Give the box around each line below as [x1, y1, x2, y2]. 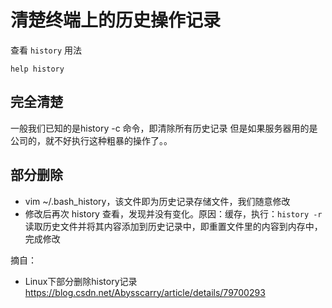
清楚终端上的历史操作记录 [10, 9, 222, 32]
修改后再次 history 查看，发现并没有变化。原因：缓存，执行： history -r [24, 207, 323, 220]
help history [10, 64, 65, 74]
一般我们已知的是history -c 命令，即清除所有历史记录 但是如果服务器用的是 [10, 122, 318, 134]
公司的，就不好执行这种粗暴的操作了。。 [10, 134, 173, 146]
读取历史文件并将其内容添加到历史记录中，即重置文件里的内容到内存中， [24, 220, 323, 232]
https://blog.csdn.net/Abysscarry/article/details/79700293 [24, 286, 266, 298]
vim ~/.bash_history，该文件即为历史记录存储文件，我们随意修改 [24, 195, 291, 207]
